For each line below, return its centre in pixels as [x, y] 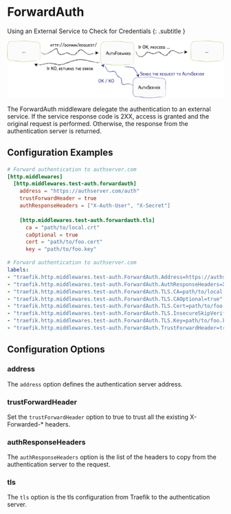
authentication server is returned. [54, 131]
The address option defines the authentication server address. [95, 384]
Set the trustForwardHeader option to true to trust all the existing [98, 417]
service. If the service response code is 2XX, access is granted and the [108, 116]
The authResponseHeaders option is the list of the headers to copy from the [112, 457]
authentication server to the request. [59, 464]
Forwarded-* [25, 424]
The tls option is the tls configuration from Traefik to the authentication [109, 497]
